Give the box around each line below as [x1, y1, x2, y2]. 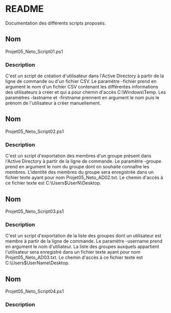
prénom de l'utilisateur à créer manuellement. [5, 100, 101, 106]
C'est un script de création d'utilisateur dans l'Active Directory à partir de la [5, 73, 164, 79]
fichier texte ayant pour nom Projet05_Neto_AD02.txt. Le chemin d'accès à [5, 174, 163, 181]
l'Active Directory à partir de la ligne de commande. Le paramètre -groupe [5, 158, 162, 164]
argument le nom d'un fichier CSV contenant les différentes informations [5, 84, 159, 90]
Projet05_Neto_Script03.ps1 [5, 208, 64, 214]
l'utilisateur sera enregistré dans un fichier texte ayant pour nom [5, 249, 141, 255]
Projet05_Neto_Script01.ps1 [5, 48, 63, 54]
